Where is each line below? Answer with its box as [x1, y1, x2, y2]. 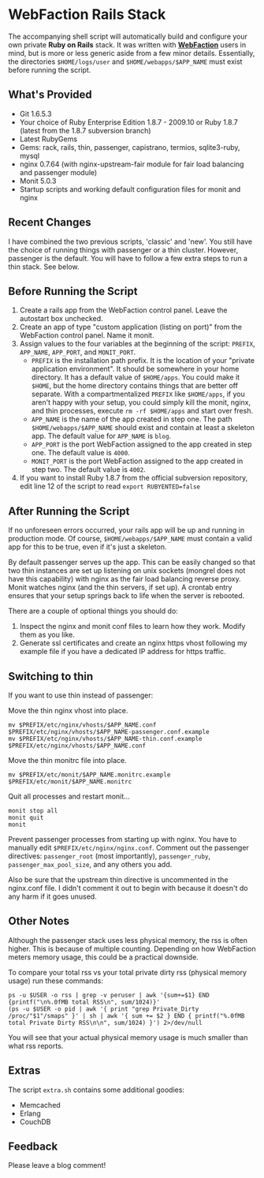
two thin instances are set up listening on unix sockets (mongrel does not [8, 566, 246, 575]
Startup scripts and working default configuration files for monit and [19, 184, 241, 194]
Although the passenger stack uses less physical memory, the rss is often [8, 935, 248, 944]
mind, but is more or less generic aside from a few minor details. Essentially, [8, 48, 255, 58]
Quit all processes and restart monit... [8, 791, 130, 801]
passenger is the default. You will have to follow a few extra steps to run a [8, 253, 248, 263]
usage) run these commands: [8, 976, 104, 985]
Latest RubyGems [19, 134, 77, 144]
